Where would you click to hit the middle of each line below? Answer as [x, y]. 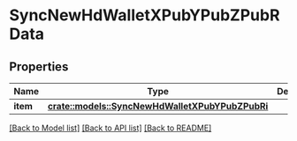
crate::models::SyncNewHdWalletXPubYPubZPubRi [158, 106]
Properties [39, 67]
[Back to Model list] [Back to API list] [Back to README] [110, 128]
